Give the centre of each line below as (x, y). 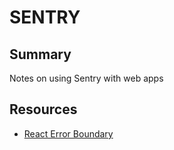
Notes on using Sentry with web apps (86, 78)
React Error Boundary (68, 133)
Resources (43, 109)
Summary (40, 54)
